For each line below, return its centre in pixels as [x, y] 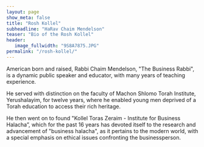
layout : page [23, 12]
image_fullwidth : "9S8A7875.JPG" [57, 46]
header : [16, 40]
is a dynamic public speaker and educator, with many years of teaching [96, 75]
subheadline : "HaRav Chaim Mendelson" [55, 29]
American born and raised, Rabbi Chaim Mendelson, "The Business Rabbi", [100, 69]
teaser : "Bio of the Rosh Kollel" [50, 35]
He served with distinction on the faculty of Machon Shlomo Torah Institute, [101, 93]
